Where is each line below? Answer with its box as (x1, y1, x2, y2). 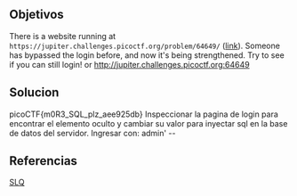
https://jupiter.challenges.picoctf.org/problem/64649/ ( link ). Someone (9, 40, 280, 51)
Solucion (9, 85, 60, 101)
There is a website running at (9, 30, 116, 41)
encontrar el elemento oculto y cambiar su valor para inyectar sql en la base (9, 118, 288, 128)
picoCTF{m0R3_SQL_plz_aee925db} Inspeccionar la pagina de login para (9, 109, 278, 119)
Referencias (9, 153, 78, 168)
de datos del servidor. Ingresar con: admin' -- (9, 127, 176, 138)
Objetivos (9, 7, 64, 22)
